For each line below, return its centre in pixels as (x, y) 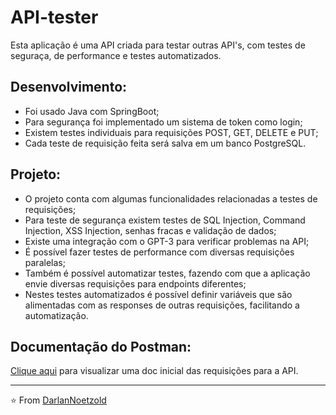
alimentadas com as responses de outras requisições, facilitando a (162, 305)
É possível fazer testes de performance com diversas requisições (159, 252)
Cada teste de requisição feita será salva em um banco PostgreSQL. (165, 143)
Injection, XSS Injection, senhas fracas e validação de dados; (150, 230)
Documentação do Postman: (101, 346)
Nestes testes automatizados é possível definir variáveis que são (158, 294)
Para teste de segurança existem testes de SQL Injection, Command (165, 220)
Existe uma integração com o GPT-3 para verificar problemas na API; (167, 241)
